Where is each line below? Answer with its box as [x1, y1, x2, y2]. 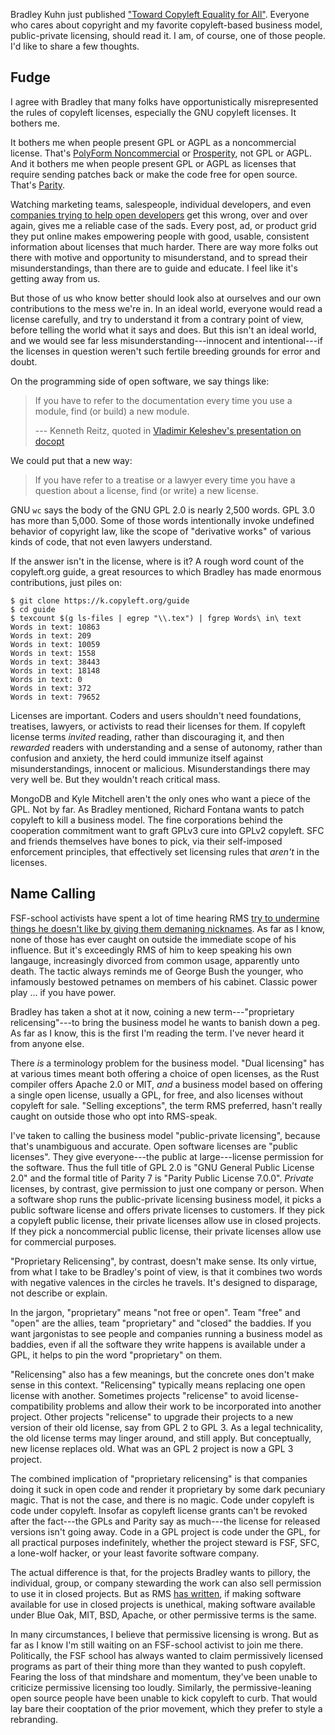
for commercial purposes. [10, 1235, 117, 1248]
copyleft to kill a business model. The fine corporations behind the [10, 814, 283, 826]
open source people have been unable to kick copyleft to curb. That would [10, 1692, 318, 1704]
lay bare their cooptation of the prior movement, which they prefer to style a [10, 1702, 323, 1714]
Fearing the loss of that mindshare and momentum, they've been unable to [10, 1670, 318, 1683]
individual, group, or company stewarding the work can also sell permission [10, 1577, 322, 1589]
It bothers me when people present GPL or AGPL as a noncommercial [10, 136, 297, 148]
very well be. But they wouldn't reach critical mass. [10, 773, 221, 785]
